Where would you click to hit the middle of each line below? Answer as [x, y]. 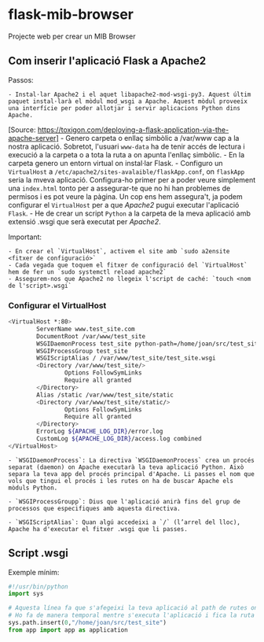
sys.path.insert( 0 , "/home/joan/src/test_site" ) [88, 623]
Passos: [21, 79]
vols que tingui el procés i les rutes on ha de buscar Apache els [121, 481]
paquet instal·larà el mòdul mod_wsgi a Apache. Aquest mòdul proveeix [128, 101]
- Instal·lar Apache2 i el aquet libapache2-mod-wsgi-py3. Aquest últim [130, 94]
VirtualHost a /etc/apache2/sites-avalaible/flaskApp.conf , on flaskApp [126, 172]
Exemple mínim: [34, 572]
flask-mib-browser [71, 15]
